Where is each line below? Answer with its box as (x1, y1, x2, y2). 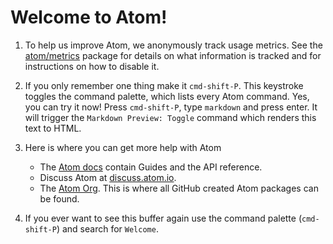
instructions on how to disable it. (24, 60, 160, 72)
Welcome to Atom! (10, 6, 168, 29)
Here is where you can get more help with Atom (24, 141, 222, 153)
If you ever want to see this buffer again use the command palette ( (24, 212, 303, 224)
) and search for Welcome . (56, 222, 159, 235)
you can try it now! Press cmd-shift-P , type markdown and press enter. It (24, 101, 318, 113)
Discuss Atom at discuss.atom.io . (39, 171, 177, 183)
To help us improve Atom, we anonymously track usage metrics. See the (24, 39, 323, 51)
